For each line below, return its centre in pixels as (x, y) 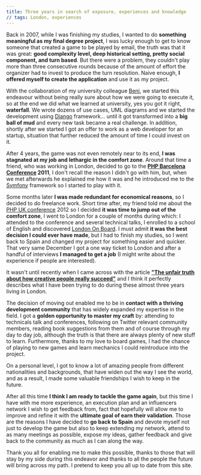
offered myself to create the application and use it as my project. (88, 79)
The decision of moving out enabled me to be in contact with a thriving (95, 303)
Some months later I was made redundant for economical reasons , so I (95, 197)
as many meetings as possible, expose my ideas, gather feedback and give (99, 434)
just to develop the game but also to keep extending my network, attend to (98, 428)
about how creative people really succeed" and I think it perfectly (89, 278)
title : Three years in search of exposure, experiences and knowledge (96, 12)
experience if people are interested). (51, 260)
